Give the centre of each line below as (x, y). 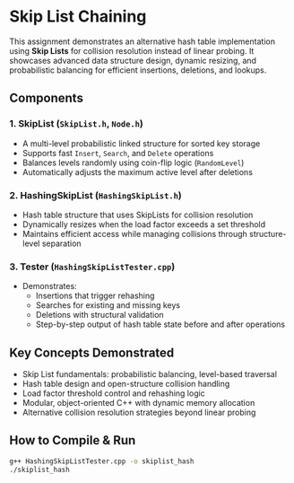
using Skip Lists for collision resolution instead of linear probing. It (132, 50)
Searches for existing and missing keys (108, 305)
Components (46, 98)
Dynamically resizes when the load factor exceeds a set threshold (144, 224)
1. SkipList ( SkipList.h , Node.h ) (76, 124)
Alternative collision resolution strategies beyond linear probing (139, 413)
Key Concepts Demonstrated (92, 352)
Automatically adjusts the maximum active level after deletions (138, 171)
